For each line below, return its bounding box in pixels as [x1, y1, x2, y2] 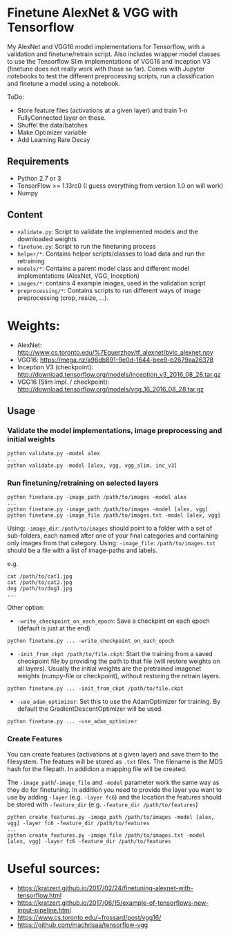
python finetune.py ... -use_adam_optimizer [7, 718, 137, 725]
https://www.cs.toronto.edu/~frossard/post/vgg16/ [17, 913, 162, 921]
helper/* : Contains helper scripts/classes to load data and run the [17, 249, 205, 258]
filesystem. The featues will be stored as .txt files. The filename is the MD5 [7, 757, 223, 766]
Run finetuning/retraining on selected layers [7, 478, 159, 488]
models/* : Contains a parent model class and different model [17, 264, 190, 272]
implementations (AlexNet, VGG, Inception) [17, 272, 140, 280]
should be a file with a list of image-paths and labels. [7, 546, 157, 555]
